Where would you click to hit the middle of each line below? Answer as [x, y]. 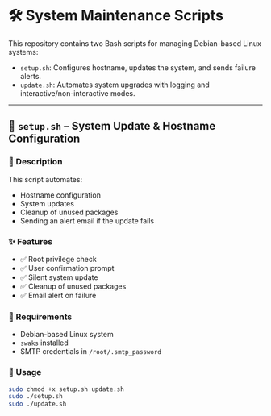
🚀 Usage [25, 372]
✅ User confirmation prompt [67, 268]
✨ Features [31, 241]
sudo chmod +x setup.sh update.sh [67, 389]
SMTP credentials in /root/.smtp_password [90, 352]
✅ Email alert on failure [58, 295]
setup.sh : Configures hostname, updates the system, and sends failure [138, 67]
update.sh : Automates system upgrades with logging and [115, 85]
